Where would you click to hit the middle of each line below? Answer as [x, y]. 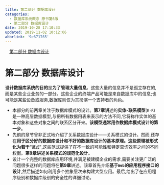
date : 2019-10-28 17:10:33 [33, 28]
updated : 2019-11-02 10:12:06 [36, 32]
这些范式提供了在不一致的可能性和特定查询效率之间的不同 [101, 147]
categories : [17, 14]
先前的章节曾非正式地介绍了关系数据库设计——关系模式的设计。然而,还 [83, 135]
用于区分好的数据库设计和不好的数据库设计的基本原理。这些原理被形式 [87, 140]
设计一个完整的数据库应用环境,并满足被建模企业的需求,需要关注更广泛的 [84, 159]
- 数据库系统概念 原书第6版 [34, 19]
